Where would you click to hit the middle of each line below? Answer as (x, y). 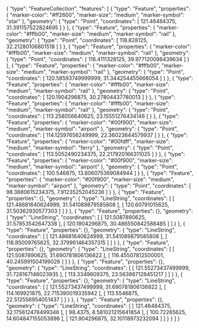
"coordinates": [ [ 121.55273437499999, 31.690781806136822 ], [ (86, 287)
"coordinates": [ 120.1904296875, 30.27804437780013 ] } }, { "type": (91, 97)
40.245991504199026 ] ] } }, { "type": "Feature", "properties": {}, (85, 262)
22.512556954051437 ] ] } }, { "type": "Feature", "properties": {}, (85, 299)
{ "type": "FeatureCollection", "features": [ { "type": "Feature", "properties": (98, 9)
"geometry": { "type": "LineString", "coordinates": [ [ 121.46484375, (89, 306)
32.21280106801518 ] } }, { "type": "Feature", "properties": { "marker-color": (99, 46)
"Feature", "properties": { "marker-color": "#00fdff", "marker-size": (88, 141)
